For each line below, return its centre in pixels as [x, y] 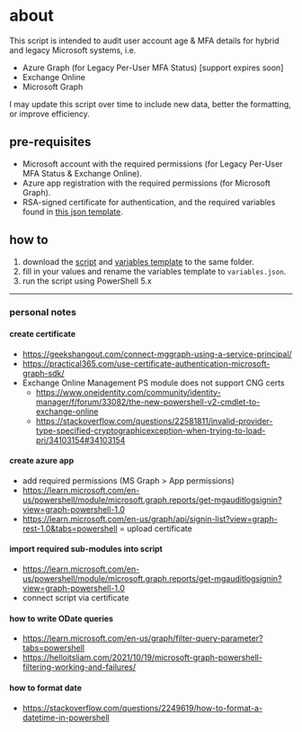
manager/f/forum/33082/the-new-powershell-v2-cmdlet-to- [148, 402]
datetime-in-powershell [66, 718]
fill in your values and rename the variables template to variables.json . [154, 271]
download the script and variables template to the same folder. [138, 261]
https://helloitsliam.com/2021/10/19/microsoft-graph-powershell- [142, 657]
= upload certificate [156, 529]
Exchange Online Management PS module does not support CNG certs [153, 383]
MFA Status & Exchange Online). [82, 173]
